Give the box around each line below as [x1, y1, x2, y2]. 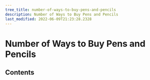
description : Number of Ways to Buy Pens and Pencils [5, 12, 119, 17]
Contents [5, 68, 35, 77]
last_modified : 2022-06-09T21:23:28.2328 [5, 16, 92, 21]
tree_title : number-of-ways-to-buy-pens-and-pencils [5, 7, 116, 12]
